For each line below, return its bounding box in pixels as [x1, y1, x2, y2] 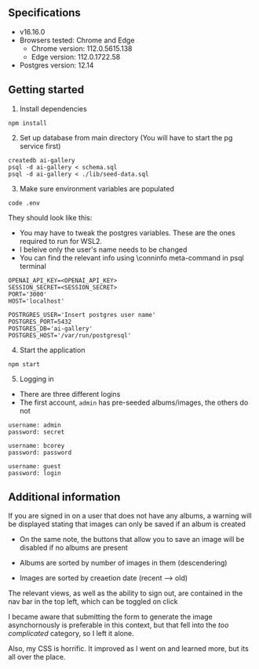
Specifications [8, 6, 81, 20]
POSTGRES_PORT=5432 [8, 318, 72, 325]
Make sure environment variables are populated [19, 184, 175, 193]
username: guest [8, 462, 61, 470]
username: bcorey [8, 442, 65, 449]
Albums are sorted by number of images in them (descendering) [19, 558, 228, 568]
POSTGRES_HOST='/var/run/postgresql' [8, 331, 132, 340]
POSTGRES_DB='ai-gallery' [8, 325, 93, 333]
